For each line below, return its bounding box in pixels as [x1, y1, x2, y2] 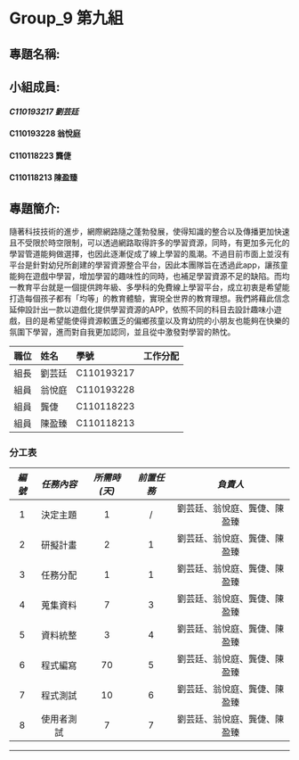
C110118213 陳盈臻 [9, 172, 78, 183]
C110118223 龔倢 [9, 150, 72, 161]
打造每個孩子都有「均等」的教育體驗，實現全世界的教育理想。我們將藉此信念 [9, 293, 290, 304]
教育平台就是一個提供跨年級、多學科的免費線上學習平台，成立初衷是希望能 [16, 282, 290, 293]
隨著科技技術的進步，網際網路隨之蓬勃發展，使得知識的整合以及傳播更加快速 [9, 227, 290, 237]
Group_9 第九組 [9, 8, 124, 29]
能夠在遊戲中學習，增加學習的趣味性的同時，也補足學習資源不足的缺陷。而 [9, 271, 282, 282]
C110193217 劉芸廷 [9, 106, 79, 117]
